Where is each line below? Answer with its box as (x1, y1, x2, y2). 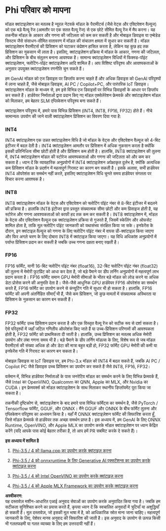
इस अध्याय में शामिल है (5, 438, 39, 444)
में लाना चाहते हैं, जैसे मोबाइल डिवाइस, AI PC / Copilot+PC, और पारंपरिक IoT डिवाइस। (5, 81, 149, 87)
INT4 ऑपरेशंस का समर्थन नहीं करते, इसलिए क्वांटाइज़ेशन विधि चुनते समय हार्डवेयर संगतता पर (5, 171, 152, 177)
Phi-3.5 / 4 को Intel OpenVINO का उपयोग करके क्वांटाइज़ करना (12, 473, 124, 479)
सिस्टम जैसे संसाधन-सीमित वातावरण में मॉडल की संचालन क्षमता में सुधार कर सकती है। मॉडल (5, 38, 150, 44)
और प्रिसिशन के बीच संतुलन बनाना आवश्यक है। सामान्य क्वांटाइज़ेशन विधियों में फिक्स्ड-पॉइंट (5, 54, 148, 60)
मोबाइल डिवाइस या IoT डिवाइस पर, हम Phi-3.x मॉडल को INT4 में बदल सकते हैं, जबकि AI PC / (5, 358, 161, 364)
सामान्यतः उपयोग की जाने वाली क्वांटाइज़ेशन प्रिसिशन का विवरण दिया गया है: (5, 113, 121, 119)
